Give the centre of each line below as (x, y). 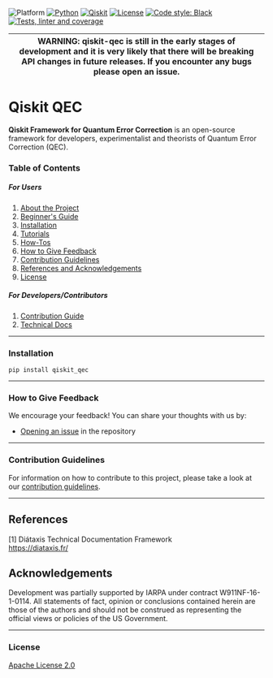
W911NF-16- (240, 593)
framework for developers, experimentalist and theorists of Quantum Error (133, 138)
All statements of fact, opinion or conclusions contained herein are (144, 602)
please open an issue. (136, 71)
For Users (25, 188)
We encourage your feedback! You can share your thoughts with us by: (128, 416)
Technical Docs (46, 324)
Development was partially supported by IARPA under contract (113, 593)
